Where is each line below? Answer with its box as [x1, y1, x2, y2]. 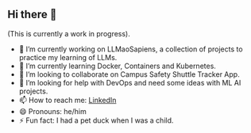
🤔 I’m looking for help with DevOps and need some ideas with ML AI [18, 78, 241, 87]
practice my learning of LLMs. [18, 52, 118, 62]
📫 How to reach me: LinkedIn [18, 95, 117, 104]
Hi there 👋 [7, 8, 57, 21]
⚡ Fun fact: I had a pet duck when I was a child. [18, 116, 174, 125]
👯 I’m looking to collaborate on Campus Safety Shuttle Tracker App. [18, 69, 240, 79]
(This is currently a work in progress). [7, 28, 130, 38]
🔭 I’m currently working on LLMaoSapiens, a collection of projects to [18, 44, 243, 54]
